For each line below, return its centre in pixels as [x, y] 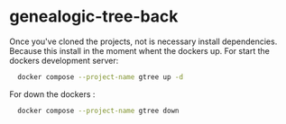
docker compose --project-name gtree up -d [100, 77]
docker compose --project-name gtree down [98, 111]
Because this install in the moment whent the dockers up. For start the [140, 50]
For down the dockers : [52, 94]
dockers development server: [64, 60]
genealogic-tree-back [94, 17]
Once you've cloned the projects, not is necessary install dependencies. [143, 41]
